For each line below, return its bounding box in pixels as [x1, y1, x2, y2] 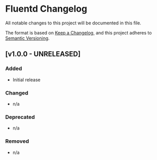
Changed [5, 89, 29, 97]
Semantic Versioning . [5, 35, 50, 41]
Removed [5, 138, 29, 145]
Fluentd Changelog [5, 3, 88, 15]
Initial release [12, 77, 41, 83]
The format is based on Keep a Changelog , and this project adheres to [5, 29, 152, 36]
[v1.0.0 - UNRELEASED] [5, 50, 81, 58]
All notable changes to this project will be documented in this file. [5, 20, 142, 26]
